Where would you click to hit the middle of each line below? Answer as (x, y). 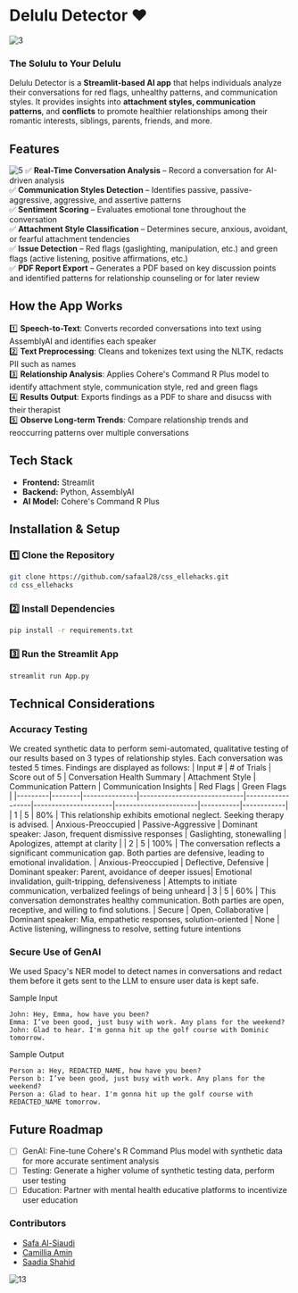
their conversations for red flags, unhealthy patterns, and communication (144, 92)
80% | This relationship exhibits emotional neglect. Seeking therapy (160, 815)
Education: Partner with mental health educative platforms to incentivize (154, 1190)
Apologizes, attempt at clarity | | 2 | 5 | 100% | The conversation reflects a (145, 844)
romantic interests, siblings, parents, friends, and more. (111, 121)
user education (50, 1200)
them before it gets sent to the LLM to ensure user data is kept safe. (134, 981)
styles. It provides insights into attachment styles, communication (132, 102)
